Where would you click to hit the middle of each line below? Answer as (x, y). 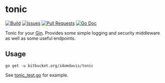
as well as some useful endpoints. (40, 38)
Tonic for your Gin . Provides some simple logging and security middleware (83, 33)
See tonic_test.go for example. (37, 75)
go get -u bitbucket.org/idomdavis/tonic (49, 66)
